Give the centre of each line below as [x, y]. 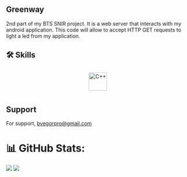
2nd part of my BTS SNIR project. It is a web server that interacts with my [94, 23]
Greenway [25, 10]
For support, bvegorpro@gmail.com [49, 123]
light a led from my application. [43, 36]
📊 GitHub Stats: [46, 148]
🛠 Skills [21, 55]
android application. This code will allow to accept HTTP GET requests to [94, 30]
